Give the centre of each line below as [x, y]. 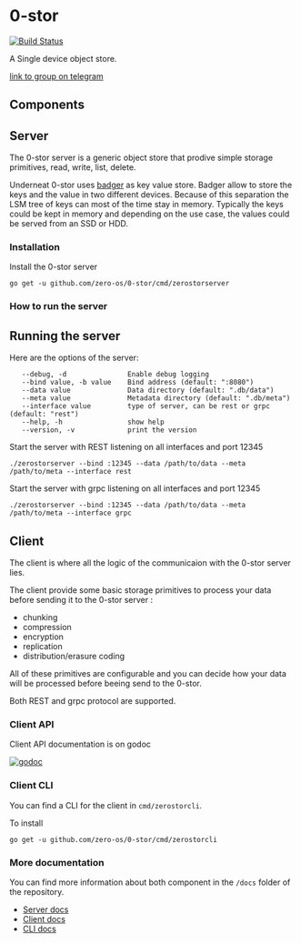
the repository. [37, 891]
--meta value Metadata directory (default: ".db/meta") [156, 398]
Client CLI [31, 786]
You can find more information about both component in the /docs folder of [150, 882]
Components [47, 105]
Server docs [45, 909]
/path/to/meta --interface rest [70, 472]
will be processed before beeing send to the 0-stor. [105, 683]
